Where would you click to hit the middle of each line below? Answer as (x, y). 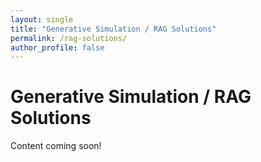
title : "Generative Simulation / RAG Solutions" (113, 29)
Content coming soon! (56, 146)
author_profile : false (57, 47)
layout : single (42, 19)
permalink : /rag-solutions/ (69, 38)
